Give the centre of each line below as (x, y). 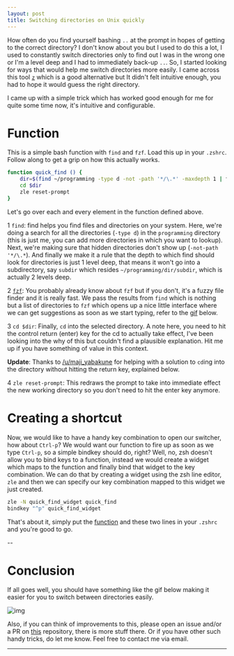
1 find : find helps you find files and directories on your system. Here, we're (115, 225)
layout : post (26, 14)
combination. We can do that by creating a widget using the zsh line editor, (115, 474)
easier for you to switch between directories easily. (80, 597)
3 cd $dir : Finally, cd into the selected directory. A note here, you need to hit (117, 326)
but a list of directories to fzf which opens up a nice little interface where (112, 305)
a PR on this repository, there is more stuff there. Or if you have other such (114, 632)
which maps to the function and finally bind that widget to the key (101, 467)
